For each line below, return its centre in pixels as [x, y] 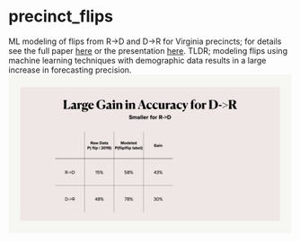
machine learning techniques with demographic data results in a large [137, 60]
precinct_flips [61, 17]
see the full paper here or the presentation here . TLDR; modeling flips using [148, 50]
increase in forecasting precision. [70, 70]
